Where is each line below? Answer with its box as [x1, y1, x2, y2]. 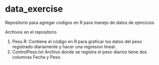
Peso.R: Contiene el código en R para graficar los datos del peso [12, 38, 142, 44]
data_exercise [5, 3, 63, 15]
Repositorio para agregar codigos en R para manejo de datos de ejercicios [5, 20, 155, 25]
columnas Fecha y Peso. [12, 54, 62, 60]
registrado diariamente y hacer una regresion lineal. [12, 43, 116, 49]
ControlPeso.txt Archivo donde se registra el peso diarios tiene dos [12, 49, 147, 55]
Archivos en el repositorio [5, 29, 57, 35]
